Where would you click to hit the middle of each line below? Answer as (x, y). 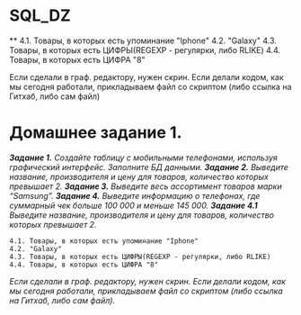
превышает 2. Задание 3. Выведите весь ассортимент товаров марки (146, 186)
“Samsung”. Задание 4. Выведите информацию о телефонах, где (135, 195)
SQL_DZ (40, 16)
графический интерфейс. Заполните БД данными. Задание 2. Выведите (149, 166)
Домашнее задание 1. (96, 133)
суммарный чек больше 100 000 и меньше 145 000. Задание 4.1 (133, 205)
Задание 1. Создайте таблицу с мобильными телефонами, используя (144, 157)
